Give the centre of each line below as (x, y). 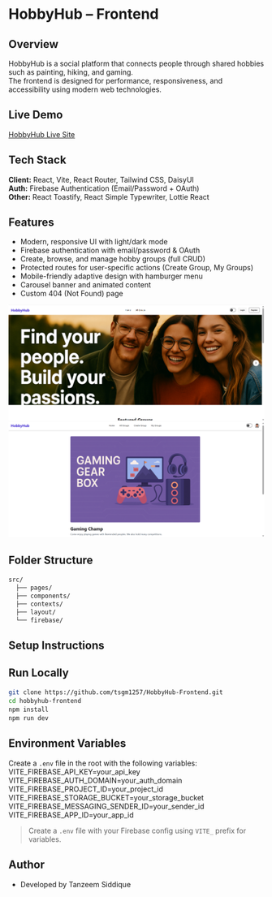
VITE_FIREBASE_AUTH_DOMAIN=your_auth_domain (95, 780)
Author (26, 865)
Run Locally (39, 673)
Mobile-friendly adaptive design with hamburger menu (111, 276)
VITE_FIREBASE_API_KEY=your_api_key (74, 771)
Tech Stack (37, 160)
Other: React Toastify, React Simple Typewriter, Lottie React (109, 196)
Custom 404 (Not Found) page (71, 294)
